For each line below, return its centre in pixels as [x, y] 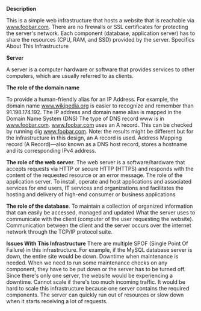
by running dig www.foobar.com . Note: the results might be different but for [100, 131]
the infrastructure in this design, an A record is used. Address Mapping [94, 138]
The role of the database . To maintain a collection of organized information [100, 206]
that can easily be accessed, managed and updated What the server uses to [101, 213]
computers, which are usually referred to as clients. [70, 76]
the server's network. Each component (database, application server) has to [101, 33]
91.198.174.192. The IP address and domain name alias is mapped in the [94, 112]
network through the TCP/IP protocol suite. [59, 232]
